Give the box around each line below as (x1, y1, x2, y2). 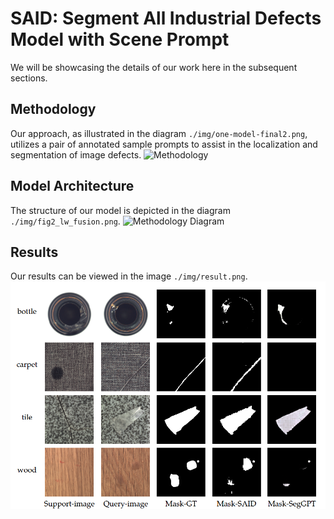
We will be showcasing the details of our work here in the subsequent (10, 61, 298, 73)
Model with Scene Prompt (10, 28, 230, 51)
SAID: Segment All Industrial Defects (10, 7, 322, 30)
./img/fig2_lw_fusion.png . (10, 215, 121, 227)
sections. (10, 72, 48, 84)
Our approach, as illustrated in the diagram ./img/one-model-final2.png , (10, 127, 308, 139)
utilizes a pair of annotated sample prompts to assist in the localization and (10, 138, 318, 150)
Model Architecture (10, 178, 135, 195)
